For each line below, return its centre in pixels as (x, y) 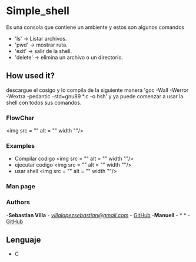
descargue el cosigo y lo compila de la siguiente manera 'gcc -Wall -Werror (97, 90)
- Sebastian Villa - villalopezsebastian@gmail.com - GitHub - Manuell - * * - (98, 215)
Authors (18, 203)
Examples (21, 145)
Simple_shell (38, 11)
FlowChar (20, 118)
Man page (21, 187)
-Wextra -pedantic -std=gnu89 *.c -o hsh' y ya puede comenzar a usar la (95, 96)
